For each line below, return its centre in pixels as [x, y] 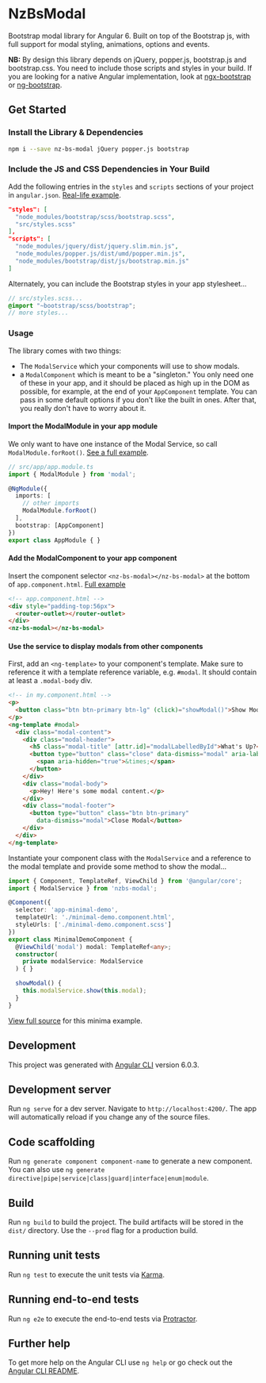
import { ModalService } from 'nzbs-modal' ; [83, 888]
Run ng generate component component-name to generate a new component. [131, 1161]
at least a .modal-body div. [50, 681]
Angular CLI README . [44, 1371]
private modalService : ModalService [83, 962]
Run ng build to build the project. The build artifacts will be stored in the [126, 1222]
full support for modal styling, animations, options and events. [109, 44]
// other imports [51, 503]
